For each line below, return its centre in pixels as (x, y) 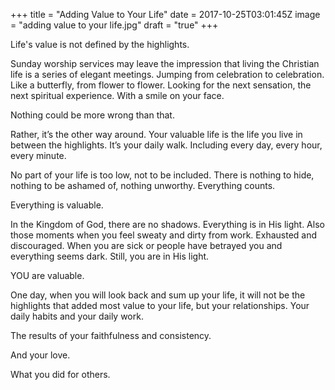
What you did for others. (60, 374)
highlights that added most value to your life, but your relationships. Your (160, 305)
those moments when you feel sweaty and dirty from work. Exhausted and (164, 235)
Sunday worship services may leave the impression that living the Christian (165, 63)
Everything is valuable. (57, 205)
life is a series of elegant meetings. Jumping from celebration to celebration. (167, 74)
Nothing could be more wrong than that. (92, 115)
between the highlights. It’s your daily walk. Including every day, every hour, (166, 145)
